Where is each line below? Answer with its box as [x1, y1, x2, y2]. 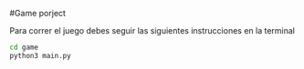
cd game [9, 43, 39, 52]
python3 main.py [9, 51, 71, 60]
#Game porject [9, 8, 67, 18]
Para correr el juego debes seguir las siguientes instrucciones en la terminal [9, 25, 295, 35]
